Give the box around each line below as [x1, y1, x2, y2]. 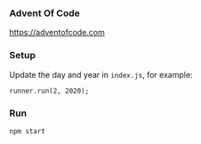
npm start [9, 126, 46, 135]
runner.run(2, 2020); [9, 87, 90, 95]
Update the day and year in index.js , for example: [9, 69, 193, 80]
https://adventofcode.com [9, 27, 105, 38]
